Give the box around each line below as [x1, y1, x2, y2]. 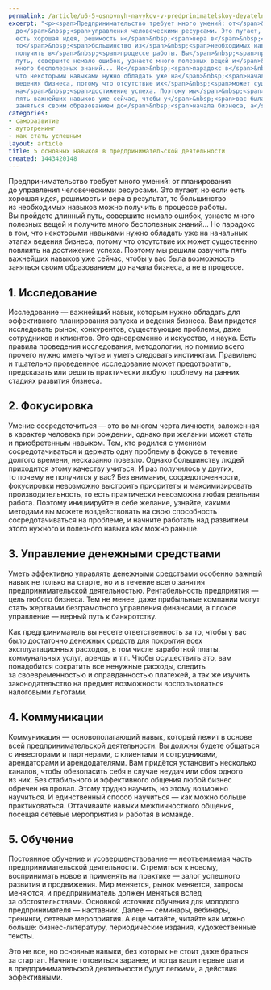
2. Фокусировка [8, 399, 94, 413]
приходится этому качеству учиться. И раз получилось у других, [8, 464, 235, 473]
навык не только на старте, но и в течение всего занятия [8, 577, 206, 586]
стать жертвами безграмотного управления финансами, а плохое [8, 602, 236, 612]
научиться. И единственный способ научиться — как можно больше [8, 792, 247, 802]
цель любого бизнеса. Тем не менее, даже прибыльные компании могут [8, 594, 261, 604]
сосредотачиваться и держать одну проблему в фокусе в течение [8, 446, 238, 456]
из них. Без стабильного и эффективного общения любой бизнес [8, 774, 232, 784]
